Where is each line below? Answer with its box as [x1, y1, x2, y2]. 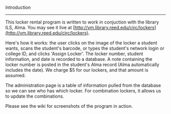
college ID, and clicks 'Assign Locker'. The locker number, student [5, 51, 144, 57]
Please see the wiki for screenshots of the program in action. [5, 103, 133, 109]
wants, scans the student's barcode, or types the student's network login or [5, 45, 164, 51]
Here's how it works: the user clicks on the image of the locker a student [5, 40, 158, 45]
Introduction [5, 5, 31, 10]
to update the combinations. [5, 93, 65, 99]
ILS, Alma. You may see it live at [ [5, 25, 75, 30]
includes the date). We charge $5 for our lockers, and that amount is [5, 67, 149, 73]
